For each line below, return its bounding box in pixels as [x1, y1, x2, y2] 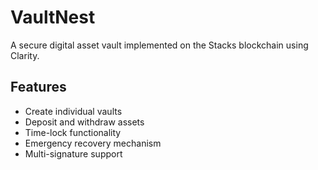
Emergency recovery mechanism [24, 137, 162, 149]
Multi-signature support [24, 147, 123, 160]
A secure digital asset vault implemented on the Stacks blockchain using [10, 39, 309, 51]
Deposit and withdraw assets [24, 116, 145, 128]
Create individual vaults [24, 105, 123, 117]
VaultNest [10, 6, 96, 29]
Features [10, 79, 67, 96]
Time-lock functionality [24, 126, 122, 138]
